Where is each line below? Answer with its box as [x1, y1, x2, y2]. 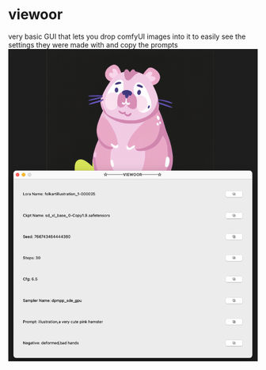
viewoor [8, 6, 63, 24]
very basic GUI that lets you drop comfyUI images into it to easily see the [8, 32, 246, 41]
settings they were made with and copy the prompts [8, 40, 178, 49]
